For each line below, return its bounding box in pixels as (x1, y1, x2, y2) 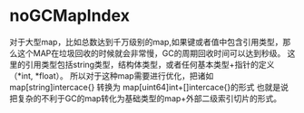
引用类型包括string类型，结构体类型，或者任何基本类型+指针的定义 (25, 59, 275, 70)
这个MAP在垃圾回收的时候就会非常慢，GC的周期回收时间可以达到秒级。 (16, 47, 286, 59)
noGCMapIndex (9, 5, 130, 26)
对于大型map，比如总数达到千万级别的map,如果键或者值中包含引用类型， (9, 36, 283, 47)
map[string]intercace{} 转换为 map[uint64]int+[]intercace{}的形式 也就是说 (9, 81, 289, 92)
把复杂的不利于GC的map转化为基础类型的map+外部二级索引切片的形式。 (9, 92, 282, 104)
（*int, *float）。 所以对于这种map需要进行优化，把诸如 (9, 70, 214, 81)
